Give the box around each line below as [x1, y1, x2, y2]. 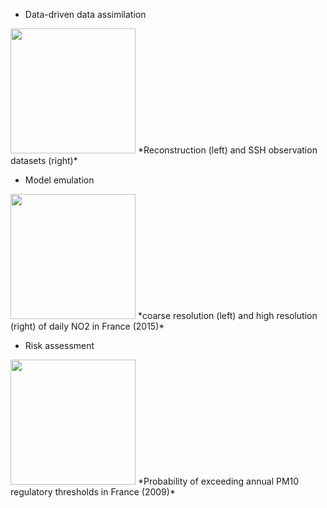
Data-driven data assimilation [24, 9, 147, 20]
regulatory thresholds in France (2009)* [10, 486, 176, 498]
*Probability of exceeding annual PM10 [137, 475, 300, 487]
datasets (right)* [10, 155, 78, 166]
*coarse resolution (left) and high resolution [137, 310, 318, 321]
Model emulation [24, 174, 95, 186]
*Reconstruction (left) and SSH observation [137, 144, 318, 156]
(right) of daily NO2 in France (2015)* [10, 320, 165, 332]
